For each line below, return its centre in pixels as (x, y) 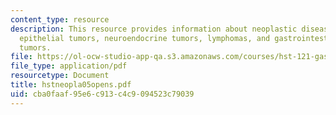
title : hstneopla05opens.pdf (71, 85)
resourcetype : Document (60, 76)
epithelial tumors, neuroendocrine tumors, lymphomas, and (145, 38)
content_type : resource (60, 19)
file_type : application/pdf (69, 66)
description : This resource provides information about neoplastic (154, 29)
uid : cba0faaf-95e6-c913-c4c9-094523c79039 (102, 94)
